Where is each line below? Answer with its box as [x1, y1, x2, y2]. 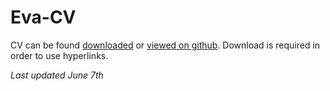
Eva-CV [10, 6, 77, 29]
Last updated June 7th [10, 69, 104, 81]
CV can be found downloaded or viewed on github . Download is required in [10, 39, 321, 51]
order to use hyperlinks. [10, 49, 109, 61]
